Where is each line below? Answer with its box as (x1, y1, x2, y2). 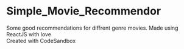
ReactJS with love (6, 30, 52, 38)
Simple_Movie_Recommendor (6, 4, 161, 18)
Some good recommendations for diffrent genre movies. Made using (6, 24, 179, 31)
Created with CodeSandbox (6, 37, 76, 44)
